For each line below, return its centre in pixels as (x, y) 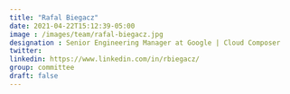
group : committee (42, 68)
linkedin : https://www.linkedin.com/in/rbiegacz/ (105, 59)
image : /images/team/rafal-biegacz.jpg (87, 34)
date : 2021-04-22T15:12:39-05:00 (72, 26)
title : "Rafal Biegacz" (54, 17)
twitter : (26, 51)
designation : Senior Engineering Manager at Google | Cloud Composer (145, 43)
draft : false (34, 76)
